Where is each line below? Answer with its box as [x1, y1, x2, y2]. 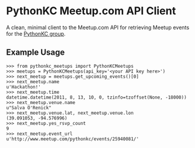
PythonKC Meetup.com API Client [6, 4, 176, 18]
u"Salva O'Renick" [6, 105, 52, 111]
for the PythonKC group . [6, 30, 66, 37]
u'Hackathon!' [6, 84, 41, 90]
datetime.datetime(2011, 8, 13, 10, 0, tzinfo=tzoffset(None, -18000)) [6, 94, 187, 100]
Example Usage [6, 48, 65, 58]
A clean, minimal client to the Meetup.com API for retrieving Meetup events [6, 24, 190, 31]
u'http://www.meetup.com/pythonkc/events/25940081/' [6, 136, 139, 142]
